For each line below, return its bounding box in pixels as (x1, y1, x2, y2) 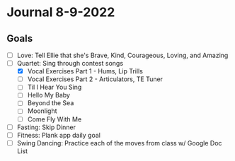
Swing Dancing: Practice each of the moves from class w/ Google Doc (16, 138, 222, 147)
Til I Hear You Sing (27, 83, 82, 92)
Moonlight (27, 107, 57, 115)
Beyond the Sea (27, 99, 74, 107)
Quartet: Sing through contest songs (16, 59, 124, 68)
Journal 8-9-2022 (6, 4, 115, 20)
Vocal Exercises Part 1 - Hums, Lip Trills (27, 67, 143, 76)
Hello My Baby (27, 91, 70, 100)
